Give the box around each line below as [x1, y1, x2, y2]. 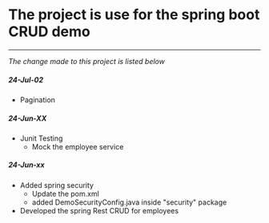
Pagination [19, 94, 56, 105]
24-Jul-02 [8, 74, 44, 85]
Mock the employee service [31, 141, 124, 151]
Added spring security [19, 180, 94, 189]
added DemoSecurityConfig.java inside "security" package [31, 197, 227, 207]
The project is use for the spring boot [8, 6, 260, 24]
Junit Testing [19, 133, 63, 143]
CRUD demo [8, 22, 90, 41]
